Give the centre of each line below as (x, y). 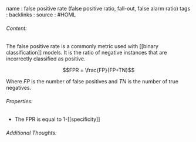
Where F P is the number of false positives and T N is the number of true (92, 82)
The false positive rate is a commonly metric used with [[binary (82, 46)
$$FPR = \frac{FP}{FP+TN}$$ (99, 70)
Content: (17, 28)
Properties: (19, 101)
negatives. (19, 88)
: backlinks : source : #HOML (41, 15)
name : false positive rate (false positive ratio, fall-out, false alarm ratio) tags (98, 9)
